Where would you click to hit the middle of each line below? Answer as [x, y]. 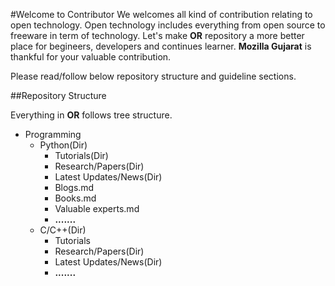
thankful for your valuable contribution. [91, 57]
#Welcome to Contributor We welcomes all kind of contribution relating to [161, 14]
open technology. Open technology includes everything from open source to [168, 25]
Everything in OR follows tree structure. [91, 115]
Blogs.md [74, 187]
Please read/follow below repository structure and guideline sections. [153, 76]
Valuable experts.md [97, 208]
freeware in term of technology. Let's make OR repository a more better [157, 35]
